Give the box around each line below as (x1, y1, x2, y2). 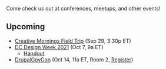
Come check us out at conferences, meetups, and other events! (6, 5, 161, 12)
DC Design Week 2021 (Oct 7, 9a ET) (14, 43, 104, 50)
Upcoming (6, 22, 45, 32)
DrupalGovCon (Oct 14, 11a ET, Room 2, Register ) (14, 56, 134, 63)
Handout (23, 50, 45, 57)
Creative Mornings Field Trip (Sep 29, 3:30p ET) (14, 37, 131, 44)
